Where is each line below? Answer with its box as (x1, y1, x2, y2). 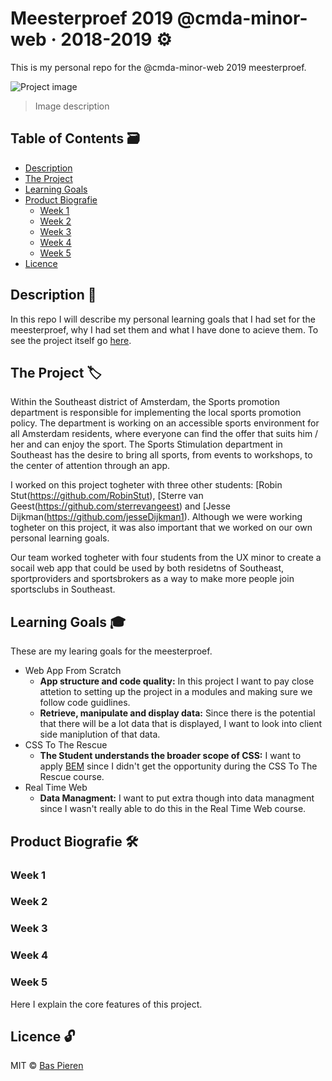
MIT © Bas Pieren (10, 1060, 84, 1072)
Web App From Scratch (24, 665, 122, 677)
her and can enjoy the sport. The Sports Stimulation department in (10, 438, 283, 451)
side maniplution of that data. (39, 728, 161, 741)
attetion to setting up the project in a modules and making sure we (39, 686, 313, 698)
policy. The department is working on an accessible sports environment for (10, 417, 320, 429)
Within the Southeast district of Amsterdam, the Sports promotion (10, 396, 281, 408)
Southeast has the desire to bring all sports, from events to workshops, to (10, 449, 313, 461)
